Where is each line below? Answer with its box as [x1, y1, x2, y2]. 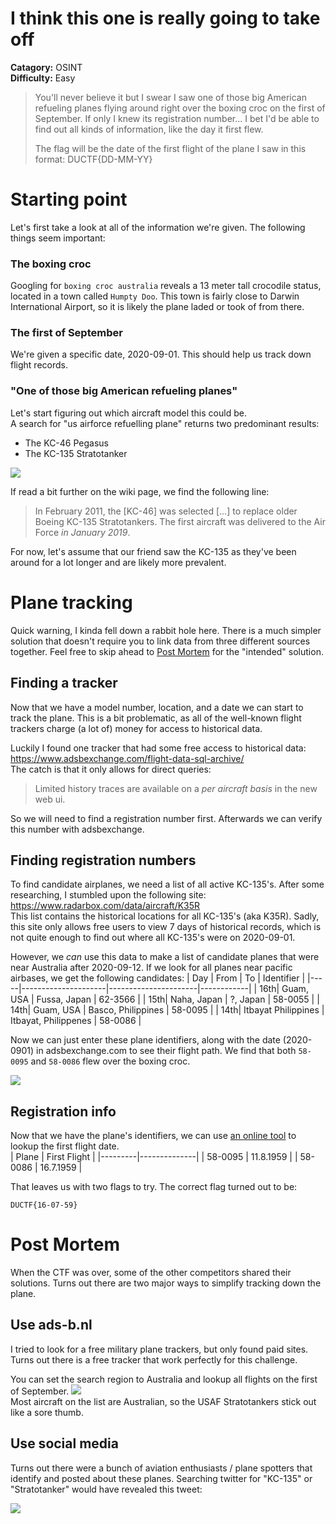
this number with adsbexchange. [10, 823, 145, 835]
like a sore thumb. [10, 1406, 84, 1418]
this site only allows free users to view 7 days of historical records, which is [10, 921, 322, 933]
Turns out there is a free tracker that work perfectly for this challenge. [10, 1353, 298, 1366]
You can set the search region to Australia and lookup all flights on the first [10, 1373, 318, 1385]
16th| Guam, [259, 983, 309, 995]
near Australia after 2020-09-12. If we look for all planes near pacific [10, 962, 293, 974]
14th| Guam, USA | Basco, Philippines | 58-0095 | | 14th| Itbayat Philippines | [10, 1004, 325, 1016]
